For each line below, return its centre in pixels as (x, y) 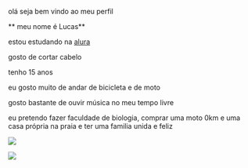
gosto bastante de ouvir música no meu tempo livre (91, 102)
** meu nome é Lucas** (47, 26)
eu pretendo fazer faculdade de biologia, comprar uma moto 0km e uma (124, 118)
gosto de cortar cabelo (45, 57)
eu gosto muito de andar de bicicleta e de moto (84, 87)
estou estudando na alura (49, 42)
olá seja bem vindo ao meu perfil (61, 11)
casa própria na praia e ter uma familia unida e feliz (91, 126)
